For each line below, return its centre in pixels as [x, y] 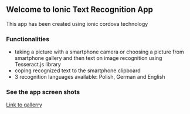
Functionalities [28, 39]
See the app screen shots [43, 92]
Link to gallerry [24, 105]
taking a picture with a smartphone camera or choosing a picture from [99, 52]
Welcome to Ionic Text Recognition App [80, 10]
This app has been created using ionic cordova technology [77, 24]
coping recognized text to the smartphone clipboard [77, 71]
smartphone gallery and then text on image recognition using [88, 58]
